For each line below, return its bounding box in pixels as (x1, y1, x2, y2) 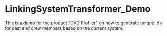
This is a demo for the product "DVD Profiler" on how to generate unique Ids (5, 20, 162, 26)
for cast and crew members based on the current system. (5, 25, 124, 31)
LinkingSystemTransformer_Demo (5, 3, 151, 15)
